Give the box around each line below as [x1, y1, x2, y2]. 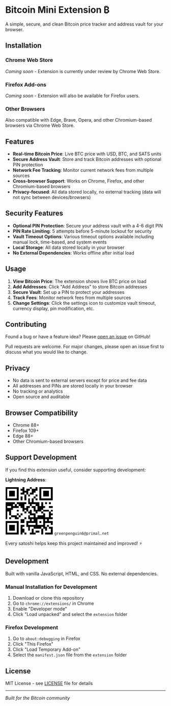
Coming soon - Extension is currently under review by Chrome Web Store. [5, 68, 161, 74]
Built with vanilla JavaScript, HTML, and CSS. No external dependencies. [5, 571, 158, 577]
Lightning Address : [5, 476, 47, 483]
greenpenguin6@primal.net [54, 531, 109, 536]
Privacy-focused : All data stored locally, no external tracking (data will [12, 189, 161, 195]
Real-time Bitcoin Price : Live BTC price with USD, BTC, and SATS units [12, 151, 162, 157]
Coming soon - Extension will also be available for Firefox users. [5, 93, 140, 99]
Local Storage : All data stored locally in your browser [12, 244, 125, 250]
